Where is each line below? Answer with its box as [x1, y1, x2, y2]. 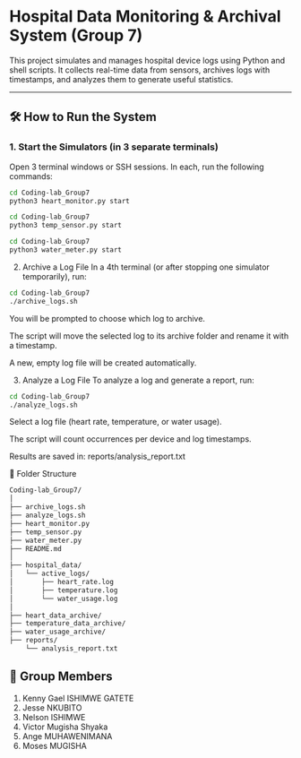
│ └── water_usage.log [9, 594, 118, 603]
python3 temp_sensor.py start [9, 221, 123, 230]
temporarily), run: [21, 271, 87, 281]
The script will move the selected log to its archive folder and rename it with [9, 330, 289, 341]
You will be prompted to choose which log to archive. [9, 313, 206, 323]
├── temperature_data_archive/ [9, 619, 126, 628]
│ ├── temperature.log [9, 585, 118, 595]
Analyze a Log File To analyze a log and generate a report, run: [21, 375, 255, 385]
